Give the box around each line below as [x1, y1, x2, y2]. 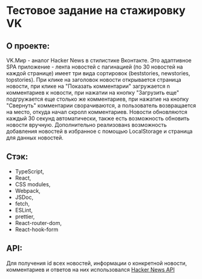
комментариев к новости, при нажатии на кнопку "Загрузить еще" [6, 89, 180, 96]
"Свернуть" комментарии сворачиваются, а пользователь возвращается [6, 102, 197, 109]
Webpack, [15, 187, 41, 194]
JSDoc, [15, 193, 34, 201]
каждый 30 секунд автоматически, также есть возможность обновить [6, 115, 190, 122]
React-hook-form [15, 226, 59, 233]
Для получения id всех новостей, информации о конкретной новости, [6, 259, 187, 267]
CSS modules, [15, 180, 51, 188]
